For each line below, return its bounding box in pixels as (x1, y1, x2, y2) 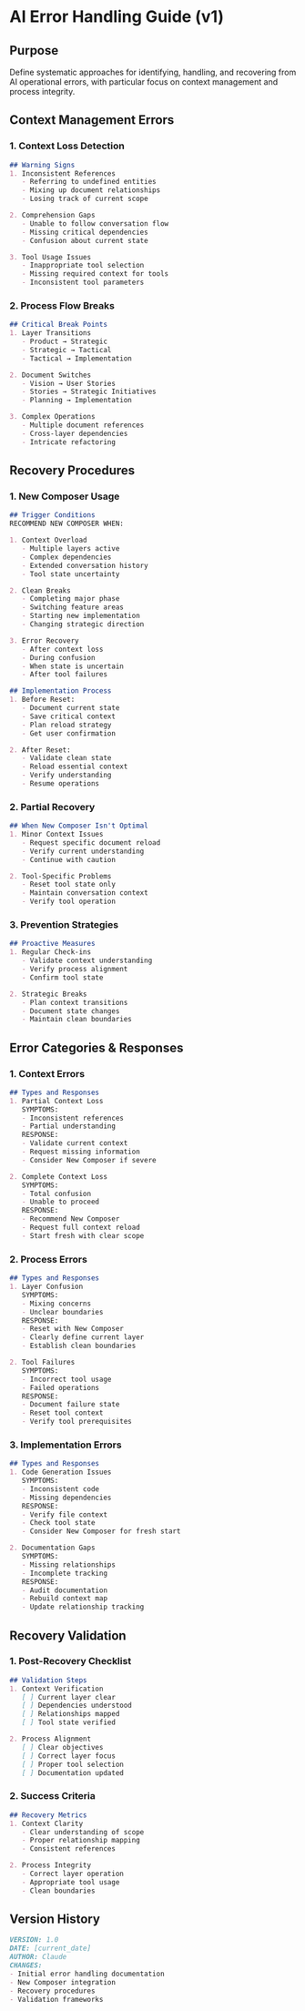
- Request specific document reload (21, 838, 161, 848)
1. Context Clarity (9, 1819, 84, 1828)
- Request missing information (21, 1147, 141, 1157)
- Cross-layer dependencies (21, 429, 128, 438)
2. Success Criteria (9, 1790, 96, 1803)
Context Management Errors (9, 112, 175, 128)
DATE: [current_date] (9, 1944, 92, 1954)
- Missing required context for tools (21, 269, 169, 279)
